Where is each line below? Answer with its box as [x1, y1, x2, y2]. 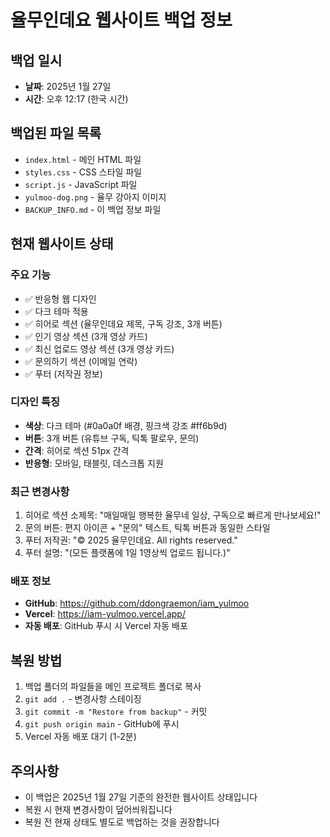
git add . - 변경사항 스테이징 [24, 693, 142, 705]
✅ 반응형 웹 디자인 [24, 292, 97, 305]
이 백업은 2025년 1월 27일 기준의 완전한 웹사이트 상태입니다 [24, 791, 258, 803]
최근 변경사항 [10, 484, 70, 498]
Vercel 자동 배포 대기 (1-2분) [24, 731, 137, 743]
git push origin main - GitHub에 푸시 [24, 718, 180, 730]
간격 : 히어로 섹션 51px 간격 [24, 444, 130, 456]
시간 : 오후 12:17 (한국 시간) [24, 93, 129, 105]
